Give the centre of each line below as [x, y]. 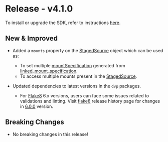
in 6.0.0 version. [37, 106]
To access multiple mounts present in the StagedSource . [78, 76]
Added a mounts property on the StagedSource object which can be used [88, 50]
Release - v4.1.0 [39, 9]
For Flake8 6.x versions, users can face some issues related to [85, 95]
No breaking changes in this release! [50, 134]
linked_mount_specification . [49, 71]
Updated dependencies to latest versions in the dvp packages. [77, 86]
